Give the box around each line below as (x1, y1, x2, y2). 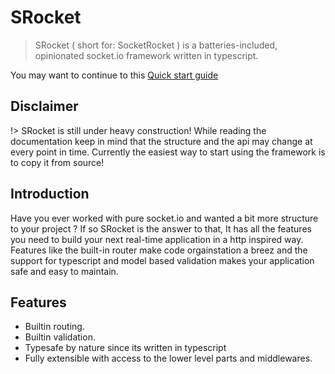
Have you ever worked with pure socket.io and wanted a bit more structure (10, 212, 319, 224)
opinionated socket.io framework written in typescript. (34, 49, 259, 61)
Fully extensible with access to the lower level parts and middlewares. (24, 352, 313, 365)
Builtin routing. (24, 321, 85, 333)
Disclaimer (10, 98, 79, 115)
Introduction (10, 186, 90, 203)
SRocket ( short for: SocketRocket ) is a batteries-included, (34, 39, 278, 51)
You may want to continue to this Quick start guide (10, 69, 219, 81)
